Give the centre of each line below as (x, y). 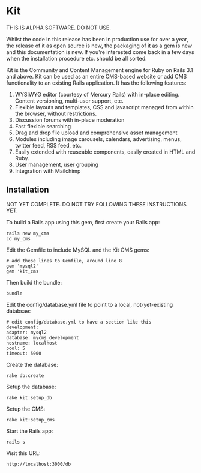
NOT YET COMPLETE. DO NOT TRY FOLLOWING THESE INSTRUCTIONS (97, 204)
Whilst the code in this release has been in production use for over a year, (97, 39)
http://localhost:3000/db (38, 464)
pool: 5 (16, 348)
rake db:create (25, 375)
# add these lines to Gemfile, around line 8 (64, 261)
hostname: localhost (32, 343)
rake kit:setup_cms (31, 420)
